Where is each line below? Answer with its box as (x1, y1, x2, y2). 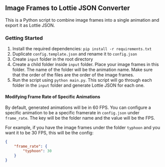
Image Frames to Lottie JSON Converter (5, 4, 130, 12)
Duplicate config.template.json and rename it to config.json (12, 51, 137, 57)
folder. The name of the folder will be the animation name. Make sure (12, 67, 153, 73)
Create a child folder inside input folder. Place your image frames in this (12, 62, 159, 67)
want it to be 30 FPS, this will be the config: (5, 130, 94, 136)
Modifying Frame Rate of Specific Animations (5, 94, 100, 100)
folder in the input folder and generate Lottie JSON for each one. (12, 82, 145, 88)
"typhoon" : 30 (23, 149, 52, 154)
